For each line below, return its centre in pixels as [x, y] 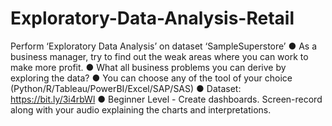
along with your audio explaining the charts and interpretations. [141, 109]
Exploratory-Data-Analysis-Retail [152, 18]
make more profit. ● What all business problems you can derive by [148, 67]
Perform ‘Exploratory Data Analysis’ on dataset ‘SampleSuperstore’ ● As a [164, 46]
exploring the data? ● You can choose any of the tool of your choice [151, 78]
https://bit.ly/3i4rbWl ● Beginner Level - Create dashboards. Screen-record [166, 99]
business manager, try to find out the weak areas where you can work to [159, 56]
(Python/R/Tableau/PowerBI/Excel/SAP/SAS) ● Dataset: [126, 88]
